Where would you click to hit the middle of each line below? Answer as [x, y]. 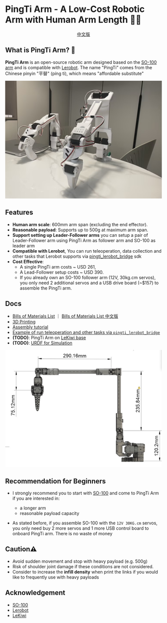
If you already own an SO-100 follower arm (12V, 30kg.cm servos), [87, 277]
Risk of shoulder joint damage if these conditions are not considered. [83, 566]
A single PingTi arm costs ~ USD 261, [58, 267]
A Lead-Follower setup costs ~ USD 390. [62, 272]
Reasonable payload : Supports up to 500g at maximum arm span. [80, 230]
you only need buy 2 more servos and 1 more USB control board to [81, 528]
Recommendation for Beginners [55, 481]
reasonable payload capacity [49, 513]
